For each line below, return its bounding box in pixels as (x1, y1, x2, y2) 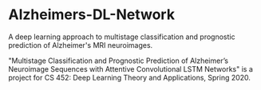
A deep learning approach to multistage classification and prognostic (8, 32, 235, 41)
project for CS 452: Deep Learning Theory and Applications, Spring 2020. (8, 72, 251, 82)
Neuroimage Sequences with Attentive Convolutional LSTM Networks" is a (8, 64, 254, 73)
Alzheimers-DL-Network (8, 6, 176, 24)
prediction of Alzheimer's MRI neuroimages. (8, 40, 153, 49)
